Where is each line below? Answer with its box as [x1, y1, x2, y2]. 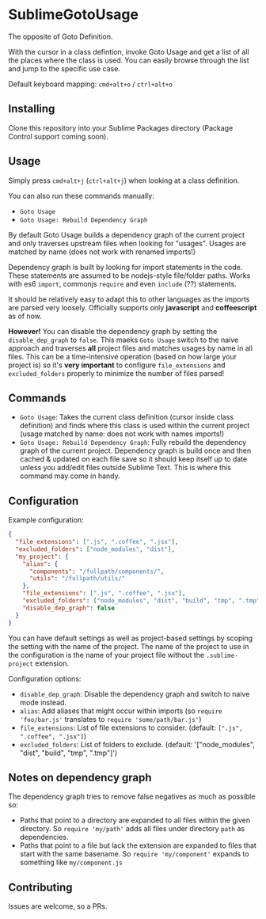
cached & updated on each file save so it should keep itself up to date [19, 454, 248, 464]
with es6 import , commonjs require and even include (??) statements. [8, 279, 237, 288]
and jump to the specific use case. [8, 63, 121, 73]
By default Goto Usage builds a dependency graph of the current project [8, 230, 245, 239]
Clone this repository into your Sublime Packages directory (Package [8, 123, 234, 132]
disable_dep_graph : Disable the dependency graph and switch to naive [19, 689, 250, 698]
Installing [8, 102, 55, 116]
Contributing [8, 880, 73, 894]
